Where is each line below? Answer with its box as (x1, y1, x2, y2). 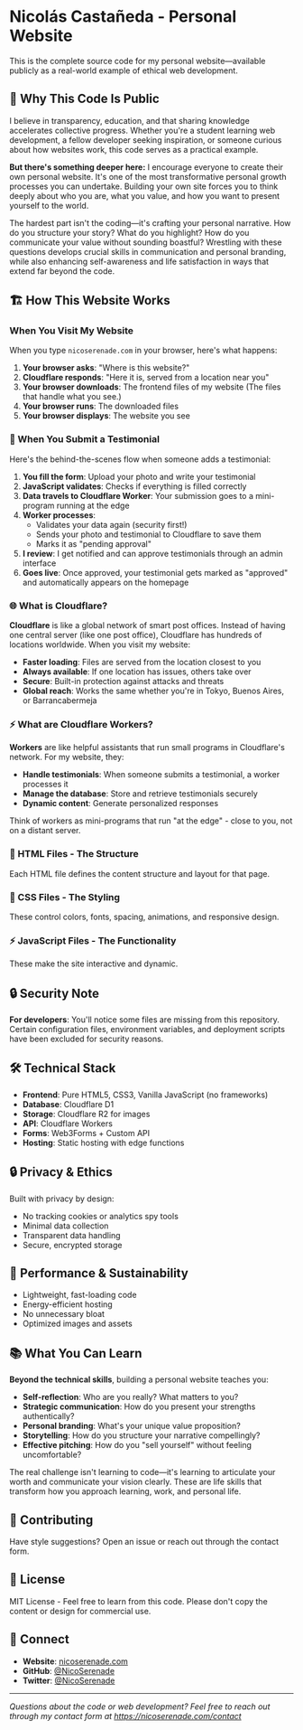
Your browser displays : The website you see (22, 410, 191, 421)
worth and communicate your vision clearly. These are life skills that (9, 1476, 262, 1488)
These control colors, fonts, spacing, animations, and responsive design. (9, 911, 280, 922)
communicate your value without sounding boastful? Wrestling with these (9, 237, 282, 248)
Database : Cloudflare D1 (22, 1098, 115, 1109)
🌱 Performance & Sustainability (9, 1265, 189, 1281)
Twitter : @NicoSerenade (22, 1675, 115, 1686)
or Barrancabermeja (22, 695, 97, 706)
